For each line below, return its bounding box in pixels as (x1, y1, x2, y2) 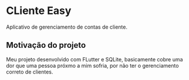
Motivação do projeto (6, 40, 86, 50)
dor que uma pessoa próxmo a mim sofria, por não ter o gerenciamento (6, 62, 179, 69)
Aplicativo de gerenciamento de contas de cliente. (6, 23, 128, 30)
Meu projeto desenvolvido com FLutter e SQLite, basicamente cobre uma (6, 55, 183, 62)
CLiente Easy (6, 4, 72, 18)
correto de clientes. (6, 68, 53, 75)
